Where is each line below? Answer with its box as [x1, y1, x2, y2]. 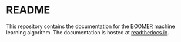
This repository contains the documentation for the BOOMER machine [6, 23, 175, 30]
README [6, 3, 51, 17]
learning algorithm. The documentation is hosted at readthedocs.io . [6, 29, 169, 36]
